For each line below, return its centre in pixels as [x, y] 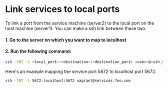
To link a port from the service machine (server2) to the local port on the [80, 23]
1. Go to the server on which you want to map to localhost [66, 40]
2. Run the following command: [38, 51]
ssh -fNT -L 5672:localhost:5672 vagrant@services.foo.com [68, 80]
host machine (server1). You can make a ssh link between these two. [76, 28]
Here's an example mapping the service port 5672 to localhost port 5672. [81, 71]
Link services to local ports [62, 9]
